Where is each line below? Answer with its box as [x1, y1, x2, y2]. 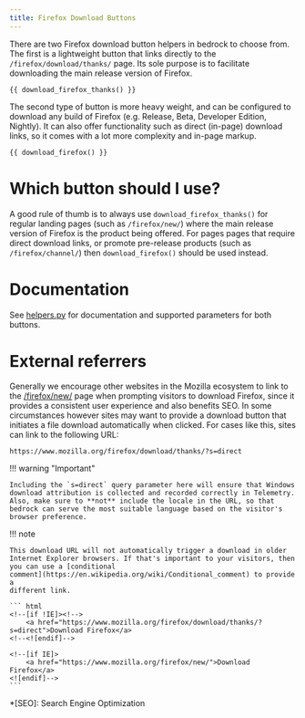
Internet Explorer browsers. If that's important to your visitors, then [9, 554, 296, 564]
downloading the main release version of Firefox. [9, 68, 193, 78]
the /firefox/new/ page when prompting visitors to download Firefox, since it [9, 390, 295, 401]
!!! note [9, 528, 36, 539]
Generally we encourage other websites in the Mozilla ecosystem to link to [9, 380, 289, 392]
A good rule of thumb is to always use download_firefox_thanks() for [9, 208, 269, 219]
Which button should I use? [9, 178, 221, 199]
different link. [9, 586, 71, 596]
